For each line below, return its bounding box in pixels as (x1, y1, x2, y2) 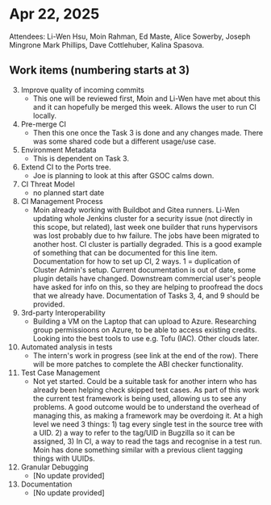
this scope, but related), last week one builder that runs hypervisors (32, 222, 258, 232)
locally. (32, 111, 57, 120)
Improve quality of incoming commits (20, 85, 144, 94)
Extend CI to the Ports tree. (20, 162, 111, 172)
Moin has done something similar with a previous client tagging (32, 444, 244, 454)
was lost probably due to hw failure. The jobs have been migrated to (32, 231, 260, 240)
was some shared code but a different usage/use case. (32, 136, 217, 146)
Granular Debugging (20, 461, 89, 472)
